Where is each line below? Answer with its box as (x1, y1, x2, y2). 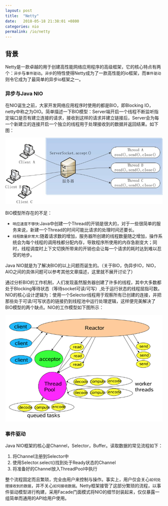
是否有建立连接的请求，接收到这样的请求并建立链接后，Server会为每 (18, 115, 159, 121)
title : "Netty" (5, 13, 39, 19)
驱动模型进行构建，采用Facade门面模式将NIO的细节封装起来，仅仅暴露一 (9, 489, 160, 495)
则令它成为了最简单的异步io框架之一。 (5, 76, 83, 82)
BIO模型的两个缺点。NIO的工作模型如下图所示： (5, 304, 104, 310)
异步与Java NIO (5, 90, 43, 97)
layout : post (5, 8, 32, 13)
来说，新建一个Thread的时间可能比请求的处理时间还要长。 (16, 227, 137, 233)
